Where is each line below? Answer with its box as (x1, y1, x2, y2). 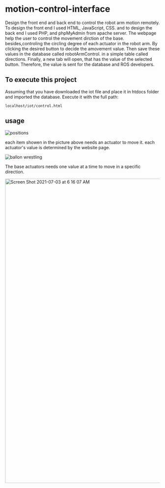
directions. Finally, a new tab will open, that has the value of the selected (5, 56, 152, 62)
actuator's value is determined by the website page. (5, 144, 110, 150)
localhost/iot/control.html (5, 103, 63, 108)
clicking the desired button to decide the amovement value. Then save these (5, 46, 160, 52)
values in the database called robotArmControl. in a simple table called (5, 51, 148, 57)
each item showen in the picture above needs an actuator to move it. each (5, 139, 155, 145)
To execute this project (5, 76, 77, 84)
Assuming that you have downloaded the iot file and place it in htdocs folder (5, 88, 159, 94)
